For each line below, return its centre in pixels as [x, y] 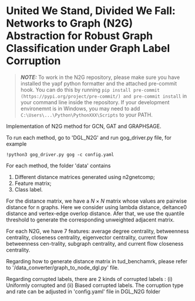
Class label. [28, 189]
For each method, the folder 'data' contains [58, 166]
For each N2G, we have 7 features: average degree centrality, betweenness [97, 231]
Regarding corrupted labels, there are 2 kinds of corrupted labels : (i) [89, 279]
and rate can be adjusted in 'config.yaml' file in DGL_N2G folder [83, 291]
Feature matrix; [33, 183]
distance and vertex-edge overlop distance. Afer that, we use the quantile [95, 213]
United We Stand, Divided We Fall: [91, 11]
